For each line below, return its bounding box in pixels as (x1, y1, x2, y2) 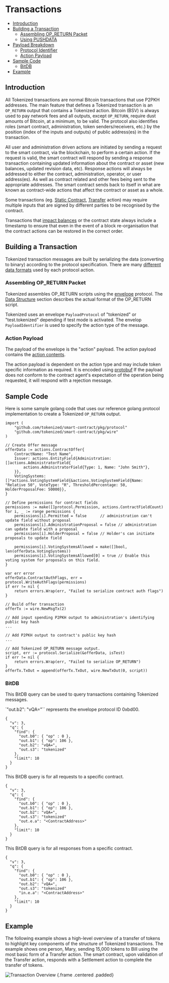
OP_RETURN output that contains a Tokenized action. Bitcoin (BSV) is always (5, 107, 159, 113)
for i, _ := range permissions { (5, 509, 76, 514)
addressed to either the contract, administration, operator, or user (5, 171, 142, 177)
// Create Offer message (5, 443, 58, 448)
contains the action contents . (5, 352, 66, 358)
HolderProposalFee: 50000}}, (5, 486, 67, 492)
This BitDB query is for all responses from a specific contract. (5, 845, 133, 852)
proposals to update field (5, 535, 62, 540)
